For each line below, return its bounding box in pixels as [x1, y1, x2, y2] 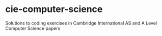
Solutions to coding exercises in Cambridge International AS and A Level [5, 20, 157, 26]
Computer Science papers [5, 25, 61, 31]
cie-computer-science [5, 3, 103, 15]
